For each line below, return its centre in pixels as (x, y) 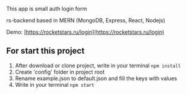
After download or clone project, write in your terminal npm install (98, 65)
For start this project (46, 51)
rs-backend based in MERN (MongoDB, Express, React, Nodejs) (86, 20)
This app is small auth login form (47, 9)
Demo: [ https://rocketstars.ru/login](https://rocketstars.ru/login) (85, 32)
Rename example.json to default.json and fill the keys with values (96, 78)
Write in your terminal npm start (55, 84)
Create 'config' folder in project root (60, 72)
